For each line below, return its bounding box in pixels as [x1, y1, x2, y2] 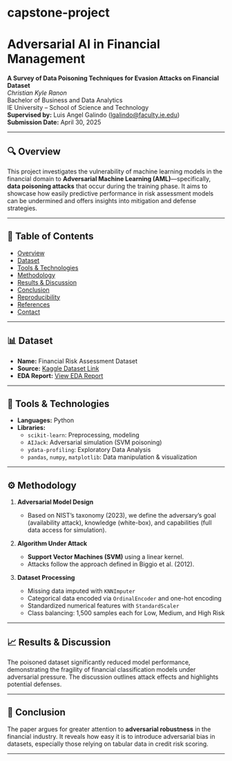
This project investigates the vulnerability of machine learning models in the [7, 167, 223, 176]
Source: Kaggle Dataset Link [17, 364, 99, 373]
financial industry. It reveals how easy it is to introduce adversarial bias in [7, 732, 215, 740]
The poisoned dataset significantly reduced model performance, [7, 658, 191, 666]
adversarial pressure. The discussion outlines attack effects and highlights [7, 673, 219, 681]
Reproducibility [17, 292, 61, 301]
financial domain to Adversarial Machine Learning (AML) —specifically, [7, 174, 211, 182]
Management [7, 51, 86, 67]
